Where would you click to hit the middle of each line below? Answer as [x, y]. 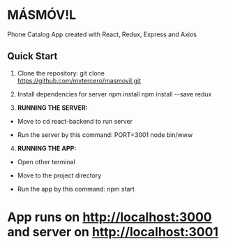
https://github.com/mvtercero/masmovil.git [79, 80]
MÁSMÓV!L [42, 15]
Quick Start [32, 56]
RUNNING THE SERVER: [53, 108]
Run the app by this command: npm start [76, 189]
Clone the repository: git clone [61, 73]
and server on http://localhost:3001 [113, 232]
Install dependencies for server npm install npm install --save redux [114, 94]
